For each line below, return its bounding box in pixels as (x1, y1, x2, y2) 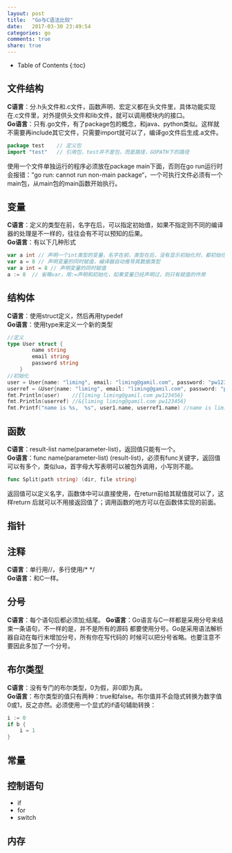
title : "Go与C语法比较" (7, 17, 74, 23)
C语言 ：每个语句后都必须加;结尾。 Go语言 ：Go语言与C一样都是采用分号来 (7, 616, 217, 624)
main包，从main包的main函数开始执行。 (7, 179, 122, 187)
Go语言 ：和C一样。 (7, 574, 63, 582)
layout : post (7, 10, 45, 17)
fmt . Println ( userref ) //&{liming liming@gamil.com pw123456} (7, 398, 187, 405)
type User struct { (7, 340, 64, 347)
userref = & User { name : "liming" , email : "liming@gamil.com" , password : (7, 385, 217, 392)
